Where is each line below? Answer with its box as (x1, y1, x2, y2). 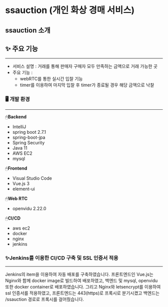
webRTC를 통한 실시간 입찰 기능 (19, 76, 83, 82)
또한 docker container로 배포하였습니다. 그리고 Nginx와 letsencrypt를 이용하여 (5, 284, 161, 290)
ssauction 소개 (5, 26, 51, 34)
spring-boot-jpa (12, 134, 45, 140)
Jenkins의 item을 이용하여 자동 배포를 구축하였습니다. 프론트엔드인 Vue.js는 (5, 271, 153, 277)
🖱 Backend (5, 113, 26, 120)
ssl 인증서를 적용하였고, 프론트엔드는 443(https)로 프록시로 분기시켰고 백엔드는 (5, 290, 160, 296)
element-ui (12, 186, 35, 192)
